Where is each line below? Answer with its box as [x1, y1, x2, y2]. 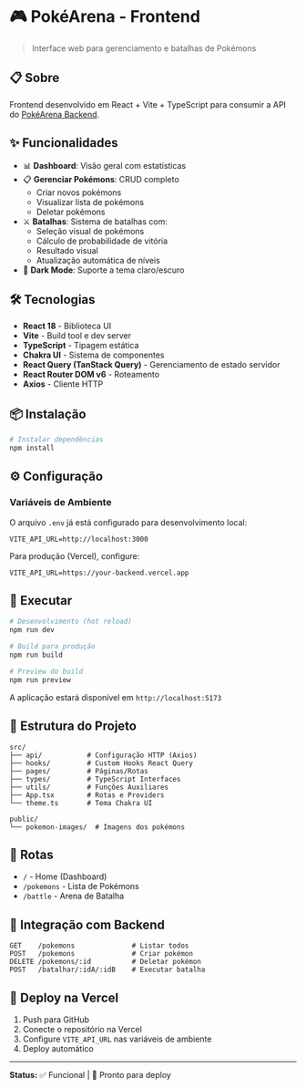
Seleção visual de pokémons [36, 225, 145, 236]
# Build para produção [9, 642, 96, 651]
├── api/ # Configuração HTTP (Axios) [9, 751, 198, 760]
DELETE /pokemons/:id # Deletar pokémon [9, 958, 202, 967]
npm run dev [9, 626, 55, 635]
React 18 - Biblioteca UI [22, 320, 112, 332]
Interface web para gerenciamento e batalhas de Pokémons [31, 42, 257, 54]
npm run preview [9, 675, 71, 684]
